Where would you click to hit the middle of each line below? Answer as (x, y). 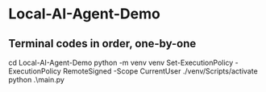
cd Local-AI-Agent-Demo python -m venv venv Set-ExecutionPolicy (121, 62)
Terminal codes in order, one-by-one (102, 44)
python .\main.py (36, 80)
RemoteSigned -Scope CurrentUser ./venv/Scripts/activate (160, 71)
